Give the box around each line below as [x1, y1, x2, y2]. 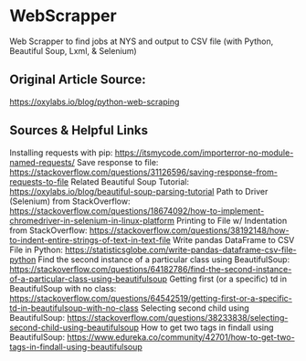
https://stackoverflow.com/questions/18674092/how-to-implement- [9, 205, 265, 216]
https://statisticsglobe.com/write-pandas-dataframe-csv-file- [65, 244, 297, 255]
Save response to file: [77, 156, 159, 167]
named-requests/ [9, 156, 76, 167]
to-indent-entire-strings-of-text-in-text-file [9, 234, 171, 245]
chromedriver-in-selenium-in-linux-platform [9, 215, 175, 226]
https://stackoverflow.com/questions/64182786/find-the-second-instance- [9, 263, 292, 274]
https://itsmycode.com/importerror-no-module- [114, 147, 294, 158]
